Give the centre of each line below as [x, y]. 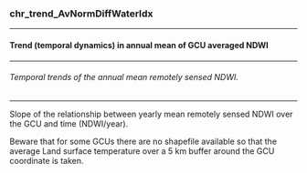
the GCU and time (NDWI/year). [69, 123]
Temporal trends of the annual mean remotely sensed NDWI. [124, 77]
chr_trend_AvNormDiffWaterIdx [81, 14]
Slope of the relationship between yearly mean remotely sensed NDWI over [151, 114]
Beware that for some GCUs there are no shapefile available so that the [143, 141]
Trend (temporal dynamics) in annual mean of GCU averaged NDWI [139, 45]
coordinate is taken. [47, 160]
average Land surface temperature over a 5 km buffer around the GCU [142, 151]
